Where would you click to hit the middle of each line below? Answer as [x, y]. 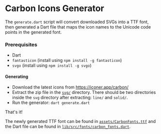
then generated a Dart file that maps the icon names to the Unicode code [78, 27]
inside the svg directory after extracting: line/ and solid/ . [70, 98]
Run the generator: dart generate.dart [51, 103]
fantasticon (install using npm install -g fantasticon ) [67, 60]
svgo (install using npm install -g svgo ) [52, 65]
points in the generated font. [33, 32]
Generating [17, 76]
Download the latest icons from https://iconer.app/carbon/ [70, 87]
